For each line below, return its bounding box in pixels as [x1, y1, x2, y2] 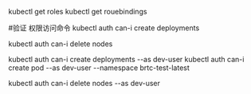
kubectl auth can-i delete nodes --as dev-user [8, 79, 161, 88]
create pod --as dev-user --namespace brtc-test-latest [8, 63, 190, 72]
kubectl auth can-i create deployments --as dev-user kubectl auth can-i [8, 55, 245, 64]
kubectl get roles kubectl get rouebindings [8, 7, 147, 16]
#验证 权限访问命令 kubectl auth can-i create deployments [8, 23, 200, 33]
